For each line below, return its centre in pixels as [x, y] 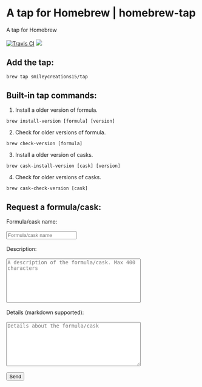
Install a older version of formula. [56, 110]
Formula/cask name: [32, 222]
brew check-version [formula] [45, 144]
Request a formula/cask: [54, 207]
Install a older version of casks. [54, 155]
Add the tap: [30, 63]
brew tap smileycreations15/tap [47, 77]
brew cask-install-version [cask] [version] [63, 166]
